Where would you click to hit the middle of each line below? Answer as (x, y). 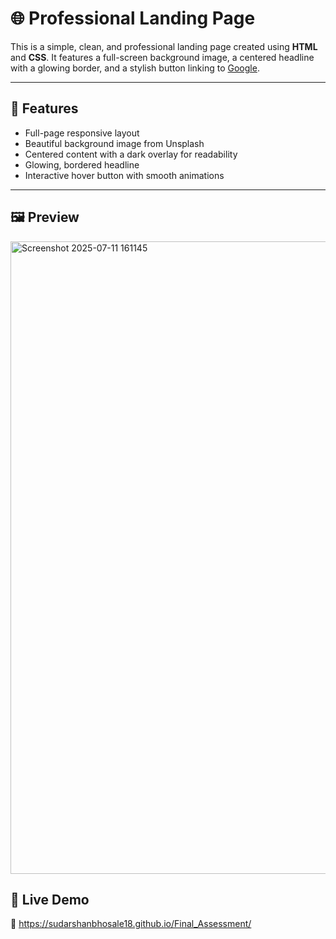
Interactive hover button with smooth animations (124, 175)
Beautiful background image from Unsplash (114, 143)
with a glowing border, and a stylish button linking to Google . (135, 68)
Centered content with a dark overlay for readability (131, 154)
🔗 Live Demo (50, 899)
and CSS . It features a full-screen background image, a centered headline (162, 57)
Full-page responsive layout (82, 133)
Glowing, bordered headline (82, 164)
